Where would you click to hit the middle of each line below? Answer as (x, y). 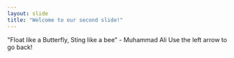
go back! (20, 47)
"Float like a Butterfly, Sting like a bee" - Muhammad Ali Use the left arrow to (117, 39)
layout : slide (28, 13)
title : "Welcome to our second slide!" (65, 20)
